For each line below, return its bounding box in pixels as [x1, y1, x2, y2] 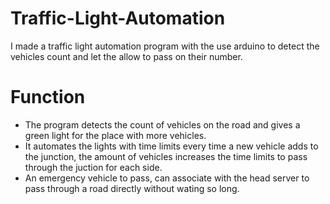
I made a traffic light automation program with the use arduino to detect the [10, 40, 320, 52]
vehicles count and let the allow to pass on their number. [10, 50, 243, 62]
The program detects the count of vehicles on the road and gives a [24, 118, 301, 131]
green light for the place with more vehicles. [24, 129, 207, 141]
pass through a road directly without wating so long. [24, 182, 240, 194]
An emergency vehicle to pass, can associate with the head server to [24, 172, 310, 184]
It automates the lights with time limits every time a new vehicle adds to [24, 140, 319, 152]
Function [10, 86, 86, 109]
